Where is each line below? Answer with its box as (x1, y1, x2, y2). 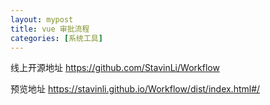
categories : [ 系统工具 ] (10, 33, 103, 43)
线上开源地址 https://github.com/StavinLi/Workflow (10, 62, 220, 74)
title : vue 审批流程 (10, 24, 90, 34)
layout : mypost (10, 14, 74, 25)
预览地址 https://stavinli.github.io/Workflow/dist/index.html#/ (10, 83, 261, 95)
